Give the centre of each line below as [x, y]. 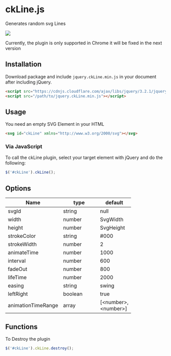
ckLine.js [25, 9]
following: [16, 163]
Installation [23, 64]
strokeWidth [22, 244]
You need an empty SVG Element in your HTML [55, 124]
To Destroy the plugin [28, 339]
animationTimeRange [33, 306]
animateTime [23, 253]
